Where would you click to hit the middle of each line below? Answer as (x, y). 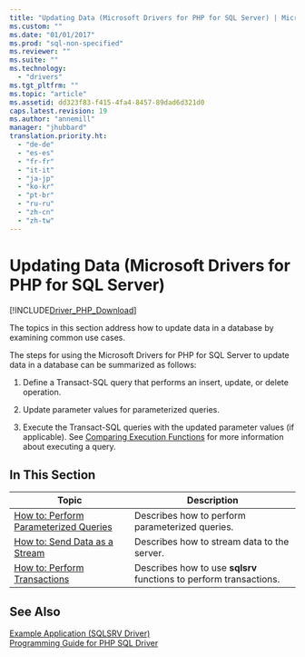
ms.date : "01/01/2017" (52, 35)
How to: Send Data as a (64, 542)
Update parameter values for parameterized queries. (121, 409)
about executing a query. (69, 446)
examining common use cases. (67, 337)
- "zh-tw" (36, 220)
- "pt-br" (36, 195)
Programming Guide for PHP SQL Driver (84, 643)
